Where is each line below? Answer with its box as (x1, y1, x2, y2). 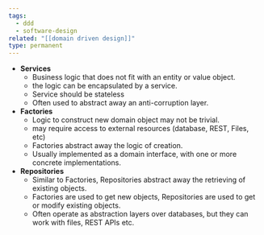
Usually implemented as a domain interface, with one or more (31, 150, 237, 159)
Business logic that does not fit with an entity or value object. (31, 72, 236, 82)
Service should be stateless (31, 89, 125, 99)
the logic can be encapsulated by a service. (31, 81, 178, 91)
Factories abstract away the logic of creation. (31, 141, 183, 150)
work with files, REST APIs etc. (31, 218, 135, 228)
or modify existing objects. (31, 200, 121, 210)
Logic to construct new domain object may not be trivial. (31, 115, 220, 125)
